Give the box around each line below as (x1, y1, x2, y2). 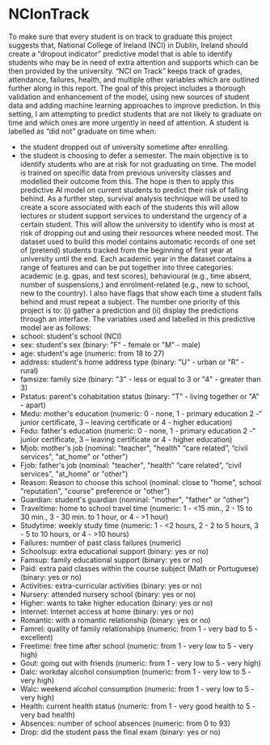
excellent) (19, 632, 54, 642)
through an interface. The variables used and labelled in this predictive (19, 313, 256, 324)
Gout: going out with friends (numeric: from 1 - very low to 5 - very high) (19, 658, 261, 668)
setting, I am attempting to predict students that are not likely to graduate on (8, 109, 262, 118)
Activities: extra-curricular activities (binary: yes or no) (19, 581, 202, 590)
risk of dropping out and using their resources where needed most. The (19, 228, 259, 237)
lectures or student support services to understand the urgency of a (19, 211, 247, 220)
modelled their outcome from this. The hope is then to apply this (19, 176, 234, 186)
